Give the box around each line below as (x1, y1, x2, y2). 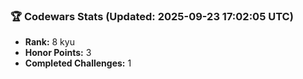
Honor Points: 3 (24, 47, 92, 59)
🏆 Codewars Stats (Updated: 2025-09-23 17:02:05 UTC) (10, 9, 294, 23)
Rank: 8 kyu (24, 36, 75, 48)
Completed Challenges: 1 (24, 57, 132, 69)
